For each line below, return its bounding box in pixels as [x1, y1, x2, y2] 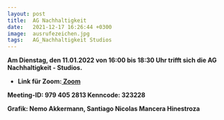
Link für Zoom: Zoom [17, 77, 81, 85]
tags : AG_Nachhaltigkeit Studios [7, 37, 112, 44]
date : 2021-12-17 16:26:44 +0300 [7, 23, 112, 30]
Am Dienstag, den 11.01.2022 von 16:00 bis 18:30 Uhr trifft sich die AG [7, 56, 217, 64]
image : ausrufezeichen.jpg [7, 30, 90, 37]
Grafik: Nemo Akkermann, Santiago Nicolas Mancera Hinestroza [7, 104, 200, 113]
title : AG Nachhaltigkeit [7, 17, 87, 24]
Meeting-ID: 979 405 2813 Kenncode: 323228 [7, 91, 146, 100]
